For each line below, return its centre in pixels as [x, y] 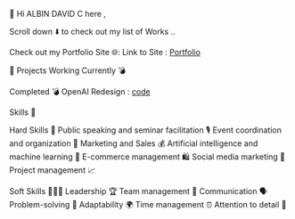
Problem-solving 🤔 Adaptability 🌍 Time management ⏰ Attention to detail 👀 [148, 204]
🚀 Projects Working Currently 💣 [68, 70]
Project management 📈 [53, 170]
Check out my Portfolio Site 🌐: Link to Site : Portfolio [105, 52]
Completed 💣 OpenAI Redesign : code [80, 92]
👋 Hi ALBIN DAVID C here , [58, 14]
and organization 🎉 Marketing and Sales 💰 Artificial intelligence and [134, 143]
